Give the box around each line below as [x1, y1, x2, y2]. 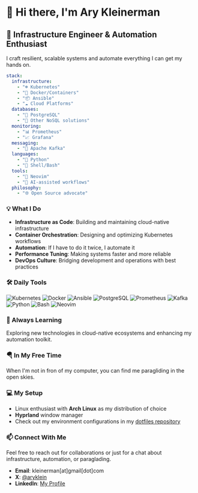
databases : [11, 107, 39, 113]
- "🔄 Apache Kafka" [17, 146, 66, 152]
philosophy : [11, 185, 42, 191]
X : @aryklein [14, 474, 47, 481]
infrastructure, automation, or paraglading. [6, 456, 112, 463]
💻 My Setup [6, 389, 43, 397]
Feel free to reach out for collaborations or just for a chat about [6, 449, 162, 456]
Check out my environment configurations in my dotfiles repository [14, 418, 181, 425]
